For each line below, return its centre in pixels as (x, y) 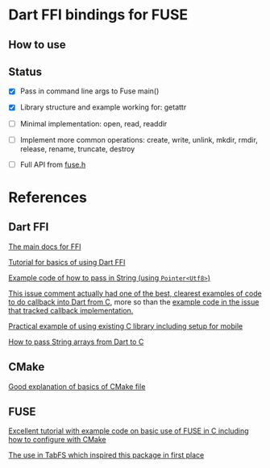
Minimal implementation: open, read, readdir (93, 123)
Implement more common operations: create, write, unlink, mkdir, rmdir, (139, 139)
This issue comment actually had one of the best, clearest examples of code (135, 293)
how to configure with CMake (57, 440)
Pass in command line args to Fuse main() (89, 91)
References (48, 197)
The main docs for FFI (45, 246)
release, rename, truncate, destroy (77, 149)
